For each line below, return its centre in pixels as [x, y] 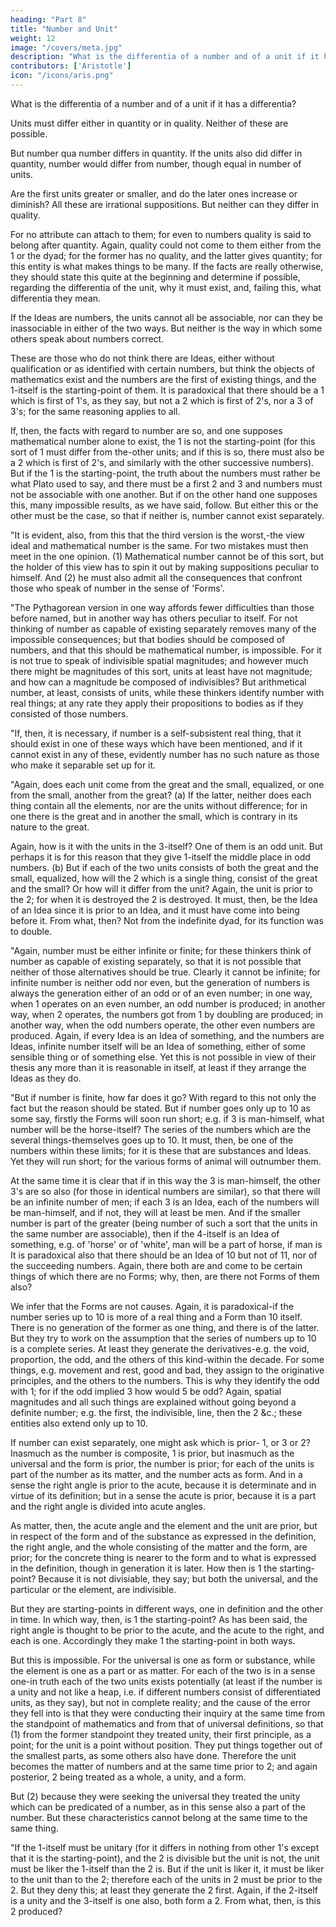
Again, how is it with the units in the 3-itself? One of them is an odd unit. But [166, 846]
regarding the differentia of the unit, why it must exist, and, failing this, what [166, 287]
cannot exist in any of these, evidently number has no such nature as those [165, 754]
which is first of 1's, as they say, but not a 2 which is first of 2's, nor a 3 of [162, 400]
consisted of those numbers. [69, 713]
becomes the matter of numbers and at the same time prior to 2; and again [164, 1766]
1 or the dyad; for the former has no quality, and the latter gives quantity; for [166, 255]
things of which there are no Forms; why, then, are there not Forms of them [165, 1276]
